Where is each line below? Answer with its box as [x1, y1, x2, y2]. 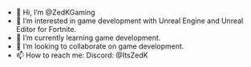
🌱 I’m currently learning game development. [15, 33, 161, 42]
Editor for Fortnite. [15, 25, 77, 33]
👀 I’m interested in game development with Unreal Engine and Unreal [15, 16, 244, 26]
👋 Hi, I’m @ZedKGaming [15, 8, 95, 17]
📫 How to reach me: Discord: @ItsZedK [15, 50, 148, 60]
